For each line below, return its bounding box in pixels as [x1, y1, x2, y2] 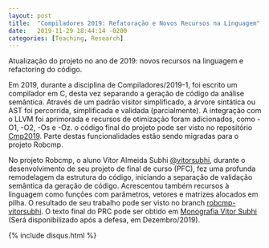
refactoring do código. [8, 65, 83, 75]
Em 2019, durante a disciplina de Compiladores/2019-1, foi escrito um [8, 80, 238, 90]
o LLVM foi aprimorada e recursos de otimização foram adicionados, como [8, 114, 255, 124]
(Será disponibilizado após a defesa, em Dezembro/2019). [8, 215, 201, 225]
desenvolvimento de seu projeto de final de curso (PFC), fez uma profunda [8, 164, 256, 173]
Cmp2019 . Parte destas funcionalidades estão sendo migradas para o [8, 132, 239, 141]
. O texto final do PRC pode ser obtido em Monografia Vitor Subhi [41, 206, 257, 217]
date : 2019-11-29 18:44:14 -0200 [8, 26, 128, 35]
